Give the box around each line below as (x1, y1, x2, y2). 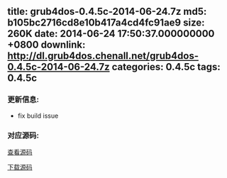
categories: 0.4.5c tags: (111, 61, 221, 73)
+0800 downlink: (7, 39, 86, 51)
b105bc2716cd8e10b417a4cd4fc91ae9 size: (7, 17, 205, 29)
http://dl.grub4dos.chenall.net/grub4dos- (7, 50, 199, 62)
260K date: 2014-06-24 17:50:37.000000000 (7, 28, 215, 40)
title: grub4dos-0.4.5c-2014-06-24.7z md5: (7, 6, 207, 18)
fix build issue (17, 111, 59, 120)
